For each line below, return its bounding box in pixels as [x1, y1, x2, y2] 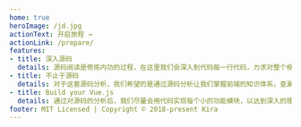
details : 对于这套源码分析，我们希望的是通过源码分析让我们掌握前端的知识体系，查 [17, 80, 287, 89]
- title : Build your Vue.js [9, 88, 115, 97]
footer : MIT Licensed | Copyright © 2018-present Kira [9, 105, 219, 114]
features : [9, 47, 47, 55]
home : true [9, 13, 50, 22]
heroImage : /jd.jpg [9, 21, 82, 30]
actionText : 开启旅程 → [9, 30, 92, 38]
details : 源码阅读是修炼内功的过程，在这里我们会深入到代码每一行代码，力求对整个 [17, 63, 287, 72]
